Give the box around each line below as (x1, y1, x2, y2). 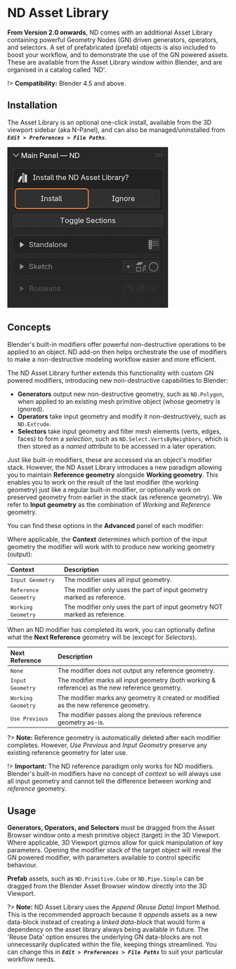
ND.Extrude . (17, 419, 51, 428)
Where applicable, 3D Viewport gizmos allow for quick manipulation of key (7, 838, 223, 847)
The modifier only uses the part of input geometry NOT (64, 602, 223, 611)
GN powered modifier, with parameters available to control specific (7, 853, 202, 862)
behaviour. (7, 861, 39, 869)
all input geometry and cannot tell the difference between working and (7, 777, 211, 786)
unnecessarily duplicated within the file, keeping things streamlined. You (7, 940, 217, 949)
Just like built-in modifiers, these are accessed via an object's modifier (7, 455, 212, 464)
